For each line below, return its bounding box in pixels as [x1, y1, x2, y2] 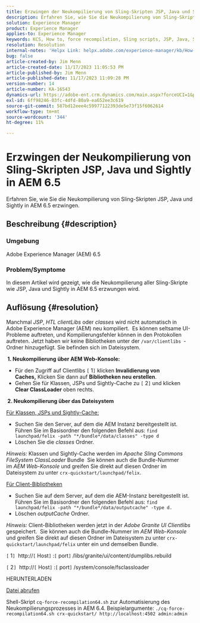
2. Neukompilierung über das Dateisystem [7, 397, 114, 404]
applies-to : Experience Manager [6, 31, 86, 37]
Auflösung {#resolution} [6, 302, 99, 313]
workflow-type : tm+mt [6, 109, 60, 114]
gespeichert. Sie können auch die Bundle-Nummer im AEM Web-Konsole [6, 528, 187, 535]
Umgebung [6, 237, 40, 245]
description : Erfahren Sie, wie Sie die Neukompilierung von [6, 14, 161, 20]
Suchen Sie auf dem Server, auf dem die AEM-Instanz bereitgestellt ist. [14, 492, 189, 499]
